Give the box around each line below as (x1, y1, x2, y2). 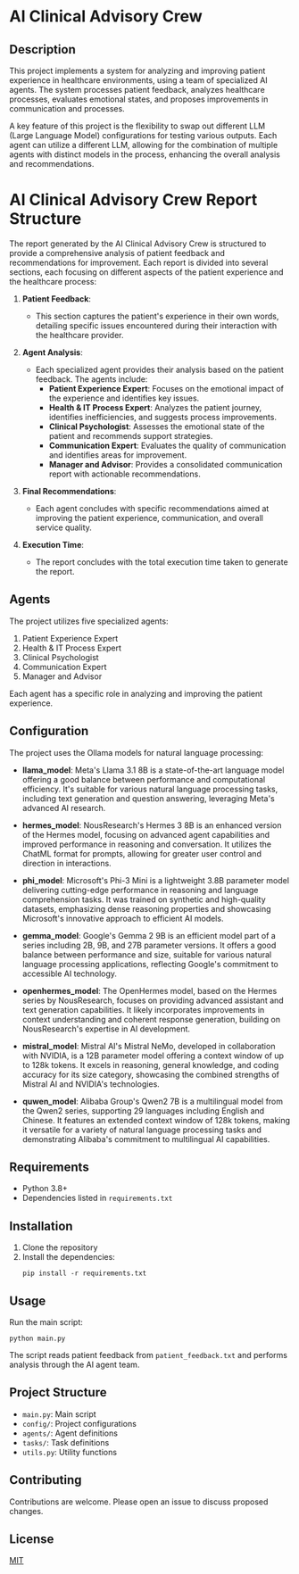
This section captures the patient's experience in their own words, (35, 311, 279, 321)
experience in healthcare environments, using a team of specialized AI (9, 75, 268, 86)
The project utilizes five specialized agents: (9, 616, 169, 626)
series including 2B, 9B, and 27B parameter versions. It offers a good (21, 940, 277, 950)
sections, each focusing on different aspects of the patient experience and (9, 266, 284, 278)
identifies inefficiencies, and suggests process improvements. (48, 411, 277, 422)
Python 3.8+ (21, 1183, 69, 1194)
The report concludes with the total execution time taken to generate (35, 556, 288, 567)
